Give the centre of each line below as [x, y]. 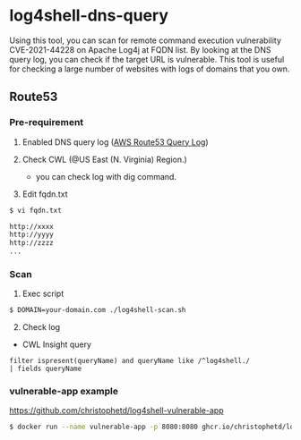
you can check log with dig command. [106, 176]
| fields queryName [46, 369]
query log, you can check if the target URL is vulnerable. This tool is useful [147, 59]
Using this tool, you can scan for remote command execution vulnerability [146, 40]
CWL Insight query [57, 344]
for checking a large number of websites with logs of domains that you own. [150, 69]
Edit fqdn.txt [45, 194]
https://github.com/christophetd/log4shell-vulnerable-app [116, 410]
